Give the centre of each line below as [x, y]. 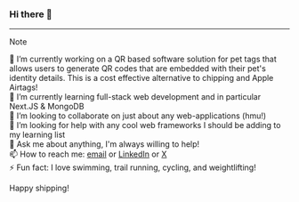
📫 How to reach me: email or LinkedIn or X [88, 154]
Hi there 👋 [31, 14]
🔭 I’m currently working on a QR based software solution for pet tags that [143, 59]
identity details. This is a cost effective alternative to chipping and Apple [141, 78]
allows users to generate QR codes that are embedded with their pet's [138, 69]
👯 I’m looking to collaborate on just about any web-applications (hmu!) [138, 116]
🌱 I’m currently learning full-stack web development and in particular [135, 97]
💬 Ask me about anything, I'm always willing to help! [105, 144]
